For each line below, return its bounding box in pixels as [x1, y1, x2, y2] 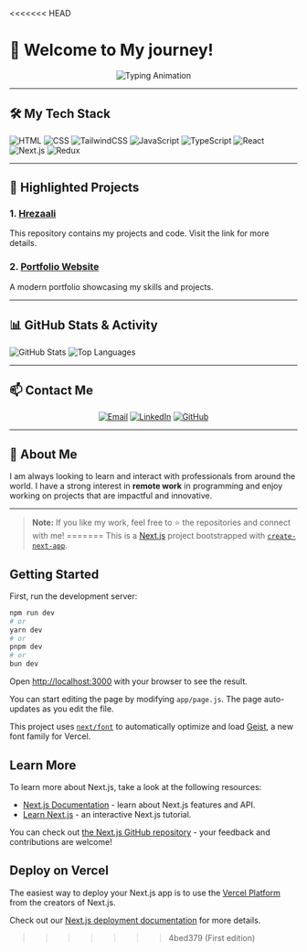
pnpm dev [9, 642, 43, 652]
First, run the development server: [9, 590, 138, 602]
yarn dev [9, 626, 43, 635]
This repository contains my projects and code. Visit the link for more [9, 228, 270, 239]
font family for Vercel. [9, 731, 91, 742]
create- [267, 532, 297, 541]
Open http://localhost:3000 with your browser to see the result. [9, 676, 249, 687]
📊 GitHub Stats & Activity [9, 317, 158, 333]
